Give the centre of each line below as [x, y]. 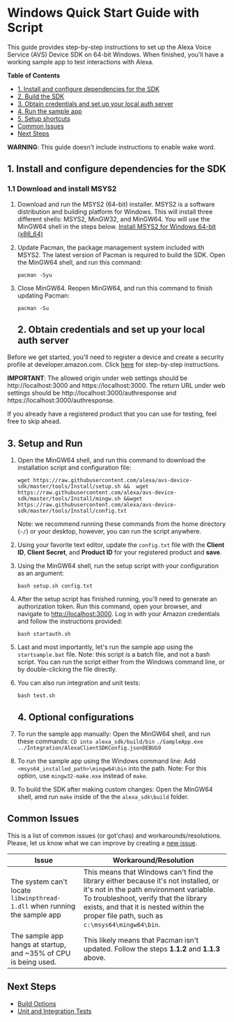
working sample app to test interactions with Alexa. [81, 61]
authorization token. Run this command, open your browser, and [109, 606]
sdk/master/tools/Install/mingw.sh [69, 499]
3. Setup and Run [45, 443]
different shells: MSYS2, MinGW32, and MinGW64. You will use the [114, 219]
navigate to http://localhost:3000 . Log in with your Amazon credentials [118, 614]
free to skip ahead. [34, 421]
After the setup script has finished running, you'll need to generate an [117, 599]
